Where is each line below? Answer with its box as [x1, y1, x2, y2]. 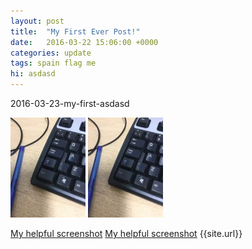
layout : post [10, 16, 65, 26]
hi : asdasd [10, 69, 56, 79]
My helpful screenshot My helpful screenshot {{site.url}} [10, 228, 243, 239]
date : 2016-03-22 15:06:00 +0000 [10, 37, 159, 47]
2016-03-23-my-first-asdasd [10, 98, 130, 109]
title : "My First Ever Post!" [10, 26, 141, 37]
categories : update [10, 48, 92, 58]
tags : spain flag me [10, 58, 97, 69]
